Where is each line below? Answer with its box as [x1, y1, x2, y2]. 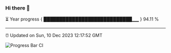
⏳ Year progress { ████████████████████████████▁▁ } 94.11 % [5, 16, 159, 22]
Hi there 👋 [5, 4, 31, 11]
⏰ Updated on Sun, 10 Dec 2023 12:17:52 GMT [5, 32, 103, 38]
